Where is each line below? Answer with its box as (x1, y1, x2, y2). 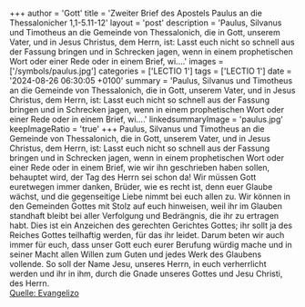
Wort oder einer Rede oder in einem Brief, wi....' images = (9, 56, 225, 66)
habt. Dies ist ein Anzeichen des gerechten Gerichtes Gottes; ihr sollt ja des (9, 220, 293, 231)
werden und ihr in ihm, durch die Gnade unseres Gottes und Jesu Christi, (9, 268, 283, 279)
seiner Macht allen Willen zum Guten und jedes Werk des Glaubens (9, 249, 262, 260)
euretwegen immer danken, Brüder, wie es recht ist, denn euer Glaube (9, 182, 273, 192)
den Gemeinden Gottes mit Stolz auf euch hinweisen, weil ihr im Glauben (9, 201, 282, 212)
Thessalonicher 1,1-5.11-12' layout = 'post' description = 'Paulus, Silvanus (9, 17, 282, 28)
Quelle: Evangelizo (9, 288, 79, 298)
